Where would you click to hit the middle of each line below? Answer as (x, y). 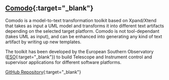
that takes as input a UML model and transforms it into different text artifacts (85, 26)
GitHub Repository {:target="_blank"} (43, 72)
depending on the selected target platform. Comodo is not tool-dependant (82, 31)
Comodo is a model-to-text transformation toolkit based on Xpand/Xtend (81, 20)
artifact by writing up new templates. (43, 42)
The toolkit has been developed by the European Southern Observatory (79, 51)
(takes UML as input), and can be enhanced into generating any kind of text (84, 36)
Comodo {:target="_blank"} (49, 8)
